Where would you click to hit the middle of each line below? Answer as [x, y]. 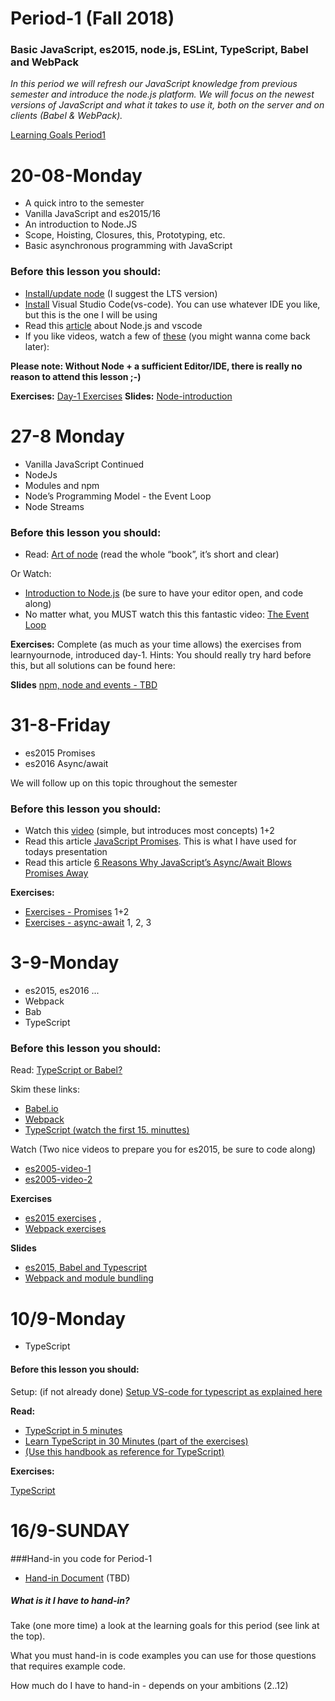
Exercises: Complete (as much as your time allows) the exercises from [156, 644]
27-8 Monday [67, 436]
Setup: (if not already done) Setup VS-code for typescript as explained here [166, 1391]
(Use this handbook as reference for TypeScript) [124, 1451]
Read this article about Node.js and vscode [113, 325]
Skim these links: [45, 1089]
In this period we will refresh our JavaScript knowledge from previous [154, 84]
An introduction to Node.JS [81, 224]
